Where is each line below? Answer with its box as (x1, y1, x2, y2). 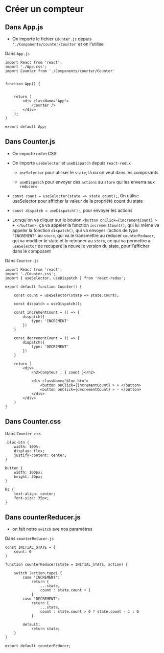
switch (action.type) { (14, 571, 63, 576)
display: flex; (14, 448, 45, 453)
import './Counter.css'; (5, 271, 56, 276)
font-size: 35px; (14, 495, 49, 500)
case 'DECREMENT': (23, 596, 60, 602)
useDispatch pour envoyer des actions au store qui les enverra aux (19, 179, 155, 185)
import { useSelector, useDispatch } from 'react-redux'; (5, 276, 126, 280)
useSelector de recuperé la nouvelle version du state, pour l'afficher (12, 243, 150, 249)
